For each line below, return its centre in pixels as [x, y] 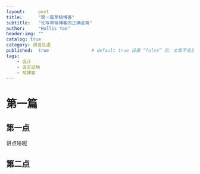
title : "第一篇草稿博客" [40, 17]
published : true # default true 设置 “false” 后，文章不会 [99, 51]
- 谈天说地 [29, 67]
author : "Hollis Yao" [38, 28]
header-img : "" [25, 34]
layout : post [28, 12]
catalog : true [24, 39]
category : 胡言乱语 [29, 45]
